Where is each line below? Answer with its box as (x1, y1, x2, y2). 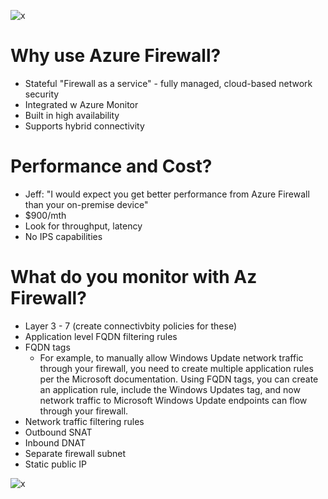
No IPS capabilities (24, 230, 103, 242)
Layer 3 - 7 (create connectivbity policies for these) (24, 320, 237, 332)
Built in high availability (24, 109, 120, 121)
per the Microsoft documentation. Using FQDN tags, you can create (39, 373, 319, 385)
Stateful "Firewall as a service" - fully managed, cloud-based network (24, 77, 313, 89)
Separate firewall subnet (24, 447, 126, 459)
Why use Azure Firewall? (10, 45, 222, 67)
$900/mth (24, 209, 67, 221)
